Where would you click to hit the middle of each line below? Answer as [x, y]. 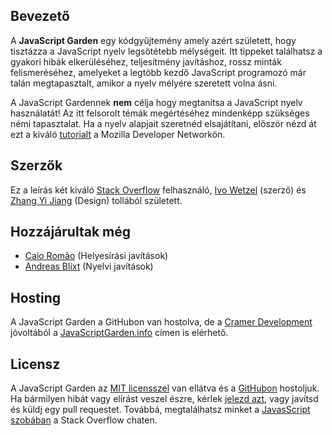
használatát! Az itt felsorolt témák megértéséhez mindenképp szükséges [160, 113]
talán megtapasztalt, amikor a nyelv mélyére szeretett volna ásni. [144, 83]
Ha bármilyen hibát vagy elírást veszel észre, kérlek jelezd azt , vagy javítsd [164, 399]
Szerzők [36, 165]
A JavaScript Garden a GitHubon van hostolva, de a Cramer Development [161, 322]
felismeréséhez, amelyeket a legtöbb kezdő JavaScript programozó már [158, 72]
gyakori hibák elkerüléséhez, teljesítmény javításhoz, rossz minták [146, 61]
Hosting [36, 297]
